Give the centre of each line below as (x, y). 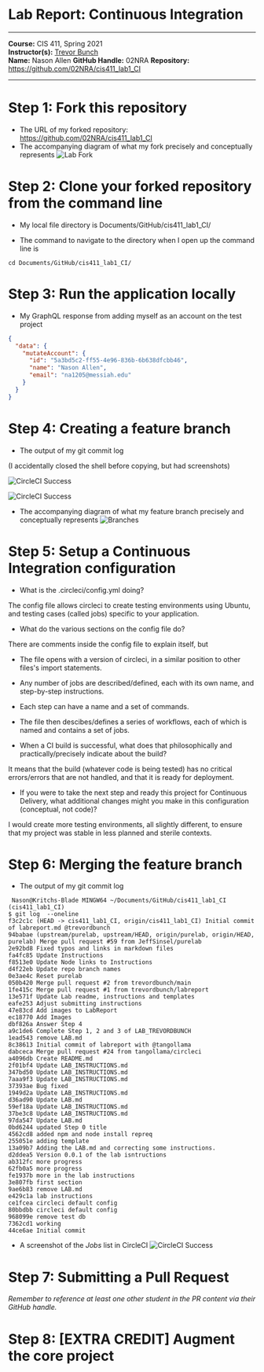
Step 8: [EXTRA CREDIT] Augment (122, 1339)
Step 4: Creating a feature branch (120, 428)
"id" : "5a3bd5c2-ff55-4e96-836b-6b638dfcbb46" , (108, 360)
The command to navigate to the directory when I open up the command (137, 240)
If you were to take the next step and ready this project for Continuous (133, 793)
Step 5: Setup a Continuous (99, 551)
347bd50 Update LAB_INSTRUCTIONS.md (68, 1072)
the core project (61, 1356)
